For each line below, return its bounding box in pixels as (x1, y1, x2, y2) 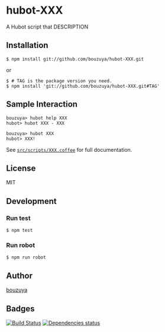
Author (6, 270, 33, 280)
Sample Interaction (6, 99, 78, 110)
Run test (6, 214, 31, 222)
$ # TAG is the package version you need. (6, 78, 112, 84)
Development (6, 196, 57, 206)
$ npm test (6, 228, 33, 234)
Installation (6, 40, 48, 50)
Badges (6, 304, 35, 314)
